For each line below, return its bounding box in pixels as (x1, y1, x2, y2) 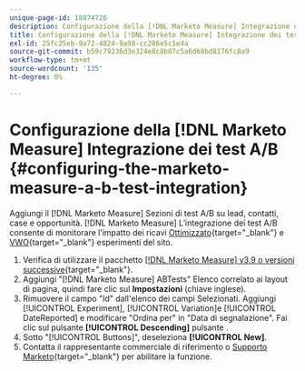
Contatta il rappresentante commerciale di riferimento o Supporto (22, 341, 268, 352)
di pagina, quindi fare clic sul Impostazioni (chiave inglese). (22, 283, 247, 294)
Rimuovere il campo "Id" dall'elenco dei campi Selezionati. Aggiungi (22, 293, 277, 304)
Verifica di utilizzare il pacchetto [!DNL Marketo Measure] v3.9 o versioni (22, 254, 295, 265)
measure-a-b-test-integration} (9, 177, 248, 198)
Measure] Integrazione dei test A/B (9, 138, 279, 159)
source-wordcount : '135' (9, 65, 103, 74)
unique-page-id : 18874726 (9, 13, 107, 23)
